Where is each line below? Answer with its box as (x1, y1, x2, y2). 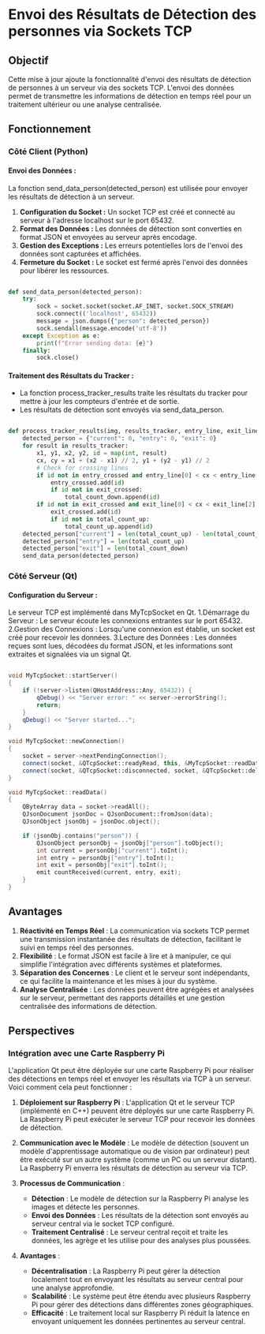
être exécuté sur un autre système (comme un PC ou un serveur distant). (19, 1155, 257, 1164)
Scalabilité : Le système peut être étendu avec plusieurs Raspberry (31, 1291, 251, 1301)
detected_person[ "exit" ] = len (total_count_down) (22, 544, 189, 553)
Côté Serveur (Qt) (8, 570, 77, 581)
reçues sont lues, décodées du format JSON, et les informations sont (8, 641, 233, 651)
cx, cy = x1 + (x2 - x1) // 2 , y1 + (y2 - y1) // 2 (36, 456, 211, 465)
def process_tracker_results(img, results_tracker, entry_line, (8, 428, 224, 435)
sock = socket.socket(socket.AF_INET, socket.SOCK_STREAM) (36, 302, 235, 311)
